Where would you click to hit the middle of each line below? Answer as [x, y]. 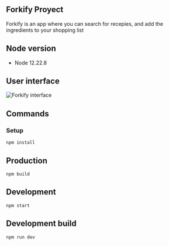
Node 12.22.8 [31, 63]
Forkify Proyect [35, 10]
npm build [18, 174]
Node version [31, 48]
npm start [18, 205]
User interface [33, 81]
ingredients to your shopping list [45, 30]
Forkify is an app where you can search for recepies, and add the [85, 23]
